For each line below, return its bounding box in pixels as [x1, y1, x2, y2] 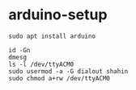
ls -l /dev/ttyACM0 [8, 60, 74, 68]
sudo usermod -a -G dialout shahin [8, 67, 129, 76]
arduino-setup [8, 6, 108, 24]
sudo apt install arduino [8, 32, 96, 40]
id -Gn [8, 46, 31, 54]
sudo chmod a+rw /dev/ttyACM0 [8, 74, 111, 82]
